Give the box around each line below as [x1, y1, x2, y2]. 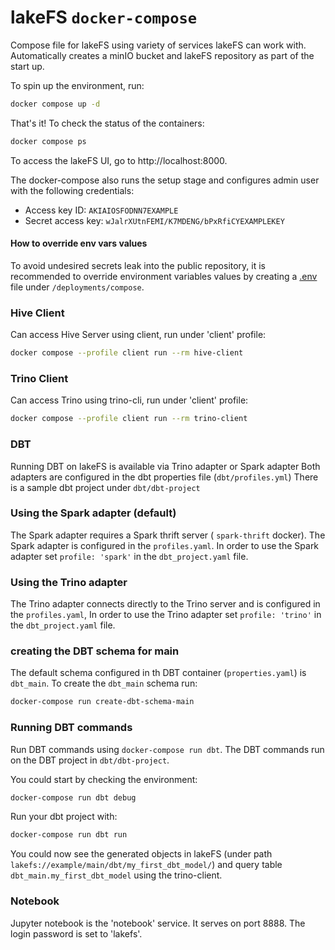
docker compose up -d [10, 99, 101, 109]
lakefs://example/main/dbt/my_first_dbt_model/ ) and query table [10, 859, 283, 871]
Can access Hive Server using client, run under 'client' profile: [10, 329, 267, 341]
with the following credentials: [10, 184, 135, 196]
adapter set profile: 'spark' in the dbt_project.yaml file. [10, 550, 249, 562]
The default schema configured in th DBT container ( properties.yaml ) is [10, 667, 307, 679]
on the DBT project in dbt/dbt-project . [10, 754, 170, 766]
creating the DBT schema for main [10, 644, 180, 658]
